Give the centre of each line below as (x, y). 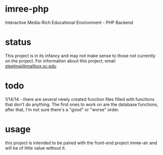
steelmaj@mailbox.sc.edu (31, 66)
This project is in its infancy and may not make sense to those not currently (80, 56)
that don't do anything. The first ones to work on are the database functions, (82, 104)
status (18, 42)
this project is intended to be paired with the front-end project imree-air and (81, 143)
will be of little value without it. (36, 148)
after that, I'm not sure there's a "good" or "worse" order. (62, 109)
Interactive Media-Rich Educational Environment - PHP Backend (69, 22)
